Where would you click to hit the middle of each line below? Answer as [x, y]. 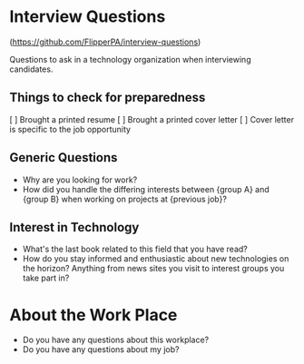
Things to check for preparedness [108, 98]
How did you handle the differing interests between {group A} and [146, 189]
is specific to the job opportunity [70, 129]
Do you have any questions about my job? [101, 349]
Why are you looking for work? [80, 180]
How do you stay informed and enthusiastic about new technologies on [156, 259]
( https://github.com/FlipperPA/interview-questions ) [105, 42]
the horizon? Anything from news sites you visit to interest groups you [153, 269]
